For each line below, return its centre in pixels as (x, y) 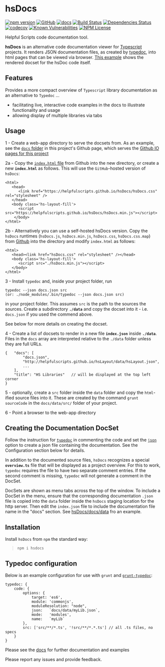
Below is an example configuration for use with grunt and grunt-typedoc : (79, 575)
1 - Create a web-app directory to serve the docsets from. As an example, (80, 143)
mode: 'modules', (51, 615)
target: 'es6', (47, 597)
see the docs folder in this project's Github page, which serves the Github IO (82, 148)
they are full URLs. (24, 344)
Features (19, 78)
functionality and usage (36, 110)
